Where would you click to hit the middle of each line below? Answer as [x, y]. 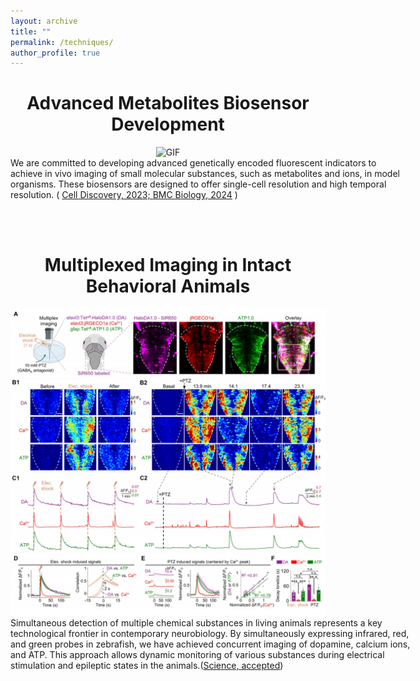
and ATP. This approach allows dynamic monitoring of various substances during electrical [197, 655]
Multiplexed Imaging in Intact [168, 265]
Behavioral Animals [168, 286]
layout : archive [44, 21]
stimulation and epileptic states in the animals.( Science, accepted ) [147, 666]
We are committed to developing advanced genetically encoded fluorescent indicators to [193, 163]
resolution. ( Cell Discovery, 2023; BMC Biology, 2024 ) [124, 195]
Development [168, 124]
